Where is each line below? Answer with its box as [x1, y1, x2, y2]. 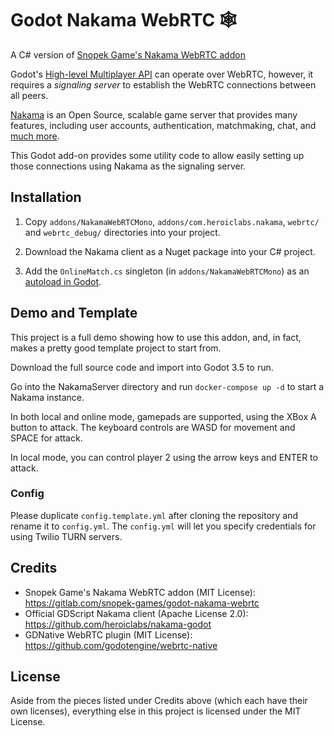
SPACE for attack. [10, 432, 83, 444]
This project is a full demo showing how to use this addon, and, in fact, [10, 331, 302, 343]
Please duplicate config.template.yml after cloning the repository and [10, 509, 299, 521]
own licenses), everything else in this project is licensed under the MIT [10, 705, 302, 717]
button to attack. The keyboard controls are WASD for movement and [10, 421, 296, 433]
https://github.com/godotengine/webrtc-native [24, 639, 218, 651]
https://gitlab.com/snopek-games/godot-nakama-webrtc [24, 597, 260, 609]
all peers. [10, 89, 49, 101]
